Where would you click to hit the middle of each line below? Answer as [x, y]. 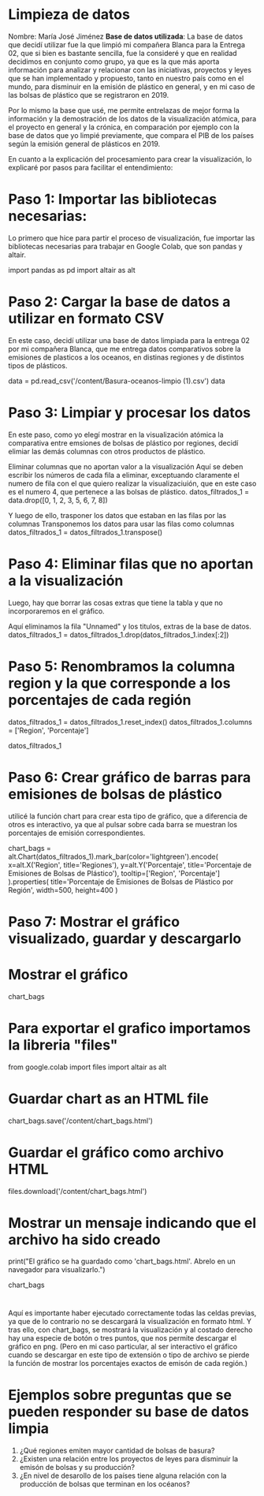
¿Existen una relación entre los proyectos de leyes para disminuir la [129, 1459]
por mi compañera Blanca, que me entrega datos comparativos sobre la [125, 349]
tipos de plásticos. [38, 365]
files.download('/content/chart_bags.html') [78, 1191]
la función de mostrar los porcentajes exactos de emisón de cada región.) [128, 1363]
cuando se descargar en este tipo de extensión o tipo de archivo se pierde [129, 1355]
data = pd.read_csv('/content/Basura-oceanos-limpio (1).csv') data [117, 381]
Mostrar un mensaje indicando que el [132, 1223]
